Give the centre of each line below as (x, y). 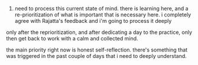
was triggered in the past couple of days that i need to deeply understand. (97, 56)
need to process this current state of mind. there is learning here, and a (101, 8)
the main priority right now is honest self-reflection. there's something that (97, 50)
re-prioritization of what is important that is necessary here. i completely (103, 15)
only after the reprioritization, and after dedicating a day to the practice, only (99, 32)
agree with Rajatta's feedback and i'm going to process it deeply (93, 21)
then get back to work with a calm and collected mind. (72, 38)
